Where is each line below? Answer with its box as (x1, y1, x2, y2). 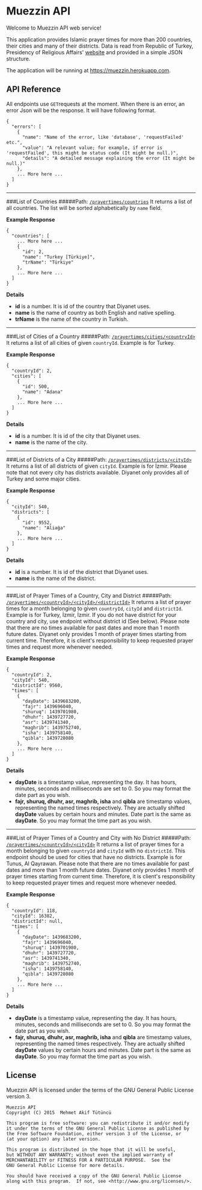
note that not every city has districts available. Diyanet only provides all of (6, 468, 189, 476)
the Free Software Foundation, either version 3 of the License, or (6, 1130, 182, 1137)
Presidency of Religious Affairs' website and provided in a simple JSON (6, 48, 183, 55)
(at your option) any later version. (6, 1136, 101, 1142)
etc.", (6, 139, 23, 145)
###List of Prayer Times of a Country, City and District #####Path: (6, 592, 172, 599)
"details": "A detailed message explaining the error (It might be (22, 155, 195, 161)
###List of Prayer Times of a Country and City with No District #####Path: (6, 834, 191, 842)
